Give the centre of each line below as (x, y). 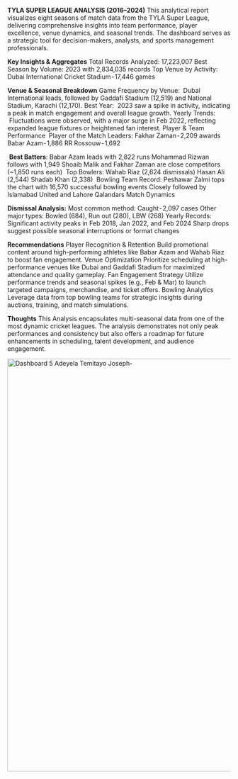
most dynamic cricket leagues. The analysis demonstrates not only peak (113, 326)
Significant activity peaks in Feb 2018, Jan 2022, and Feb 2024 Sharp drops (118, 223)
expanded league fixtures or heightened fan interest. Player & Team (106, 128)
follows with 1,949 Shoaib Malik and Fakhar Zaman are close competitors (114, 164)
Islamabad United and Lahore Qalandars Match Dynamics (91, 195)
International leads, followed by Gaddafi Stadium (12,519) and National (110, 98)
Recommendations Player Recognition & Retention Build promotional (108, 245)
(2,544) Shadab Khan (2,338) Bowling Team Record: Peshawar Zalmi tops (116, 179)
